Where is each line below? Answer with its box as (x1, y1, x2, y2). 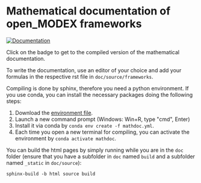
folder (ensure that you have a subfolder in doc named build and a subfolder (6, 152, 196, 160)
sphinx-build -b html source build (6, 170, 96, 177)
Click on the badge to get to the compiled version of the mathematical (6, 48, 179, 55)
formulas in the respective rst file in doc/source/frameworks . (6, 73, 153, 80)
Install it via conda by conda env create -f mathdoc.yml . (14, 122, 155, 129)
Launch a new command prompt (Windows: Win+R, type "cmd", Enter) (14, 116, 190, 123)
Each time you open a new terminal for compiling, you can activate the (14, 128, 190, 135)
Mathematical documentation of (6, 4, 171, 18)
